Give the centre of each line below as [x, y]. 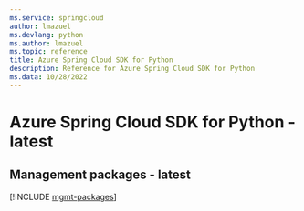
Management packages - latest [100, 175]
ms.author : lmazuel [47, 43]
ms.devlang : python [47, 35]
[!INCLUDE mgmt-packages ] [63, 196]
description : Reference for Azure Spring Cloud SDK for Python [132, 69]
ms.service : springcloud [57, 18]
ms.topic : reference [49, 52]
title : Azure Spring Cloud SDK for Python [91, 60]
